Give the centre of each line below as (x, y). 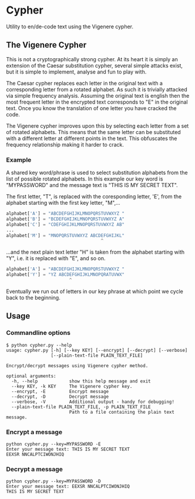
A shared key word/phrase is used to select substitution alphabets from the (97, 173)
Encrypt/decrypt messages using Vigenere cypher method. (77, 365)
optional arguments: (31, 376)
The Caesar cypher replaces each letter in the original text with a (85, 83)
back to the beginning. (33, 297)
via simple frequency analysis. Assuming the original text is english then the (98, 95)
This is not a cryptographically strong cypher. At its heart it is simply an (92, 59)
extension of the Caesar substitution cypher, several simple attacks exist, (95, 65)
